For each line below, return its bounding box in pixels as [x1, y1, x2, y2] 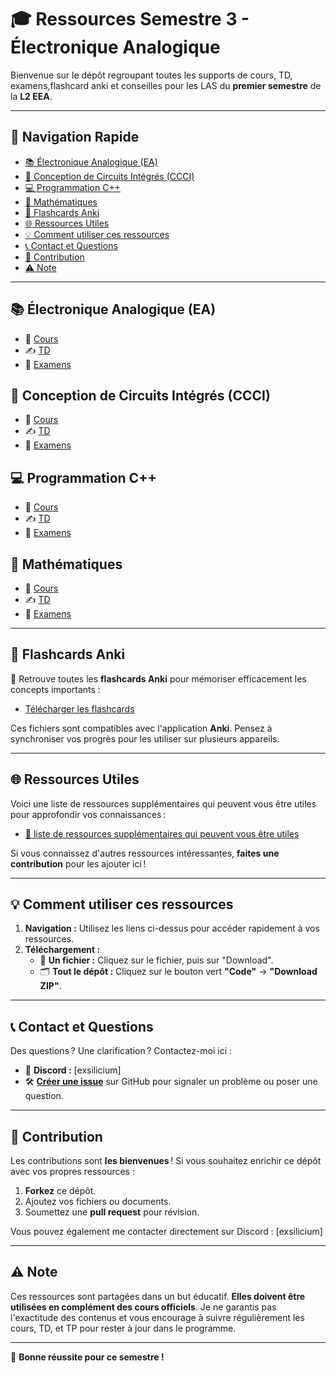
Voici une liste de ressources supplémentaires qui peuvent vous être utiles [10, 797, 317, 810]
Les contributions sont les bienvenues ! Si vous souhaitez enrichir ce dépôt [10, 1155, 322, 1167]
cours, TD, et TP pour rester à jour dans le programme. [10, 1322, 237, 1334]
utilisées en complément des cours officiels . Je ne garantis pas [10, 1301, 277, 1313]
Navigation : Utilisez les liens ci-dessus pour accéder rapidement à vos [24, 922, 320, 935]
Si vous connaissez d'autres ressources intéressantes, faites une [10, 847, 280, 859]
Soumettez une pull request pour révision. [24, 1206, 200, 1218]
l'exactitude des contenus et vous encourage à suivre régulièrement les [10, 1311, 305, 1323]
